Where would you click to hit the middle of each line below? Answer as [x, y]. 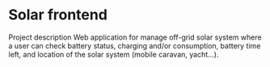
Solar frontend [58, 15]
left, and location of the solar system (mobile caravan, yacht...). [114, 54]
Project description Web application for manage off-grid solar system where [135, 37]
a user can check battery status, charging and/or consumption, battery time [135, 45]
